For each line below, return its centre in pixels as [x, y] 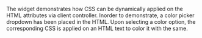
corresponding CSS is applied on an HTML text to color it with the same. [97, 28]
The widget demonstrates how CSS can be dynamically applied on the [95, 9]
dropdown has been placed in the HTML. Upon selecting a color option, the [101, 22]
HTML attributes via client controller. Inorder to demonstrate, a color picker [100, 15]
